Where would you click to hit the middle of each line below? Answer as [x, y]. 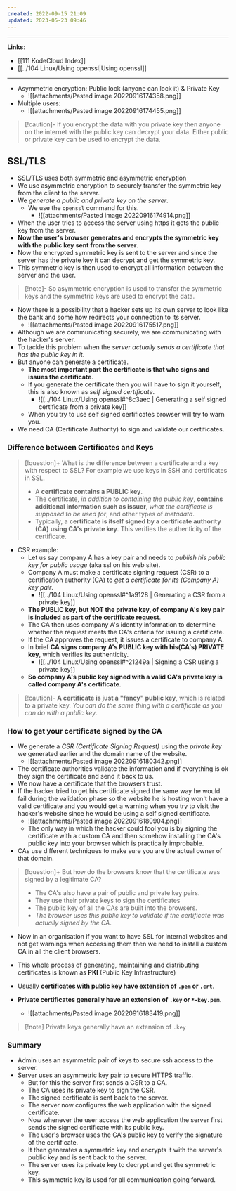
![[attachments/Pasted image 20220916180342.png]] [105, 761]
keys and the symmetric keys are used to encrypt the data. [110, 297]
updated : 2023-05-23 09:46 [47, 20]
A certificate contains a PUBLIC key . [88, 491]
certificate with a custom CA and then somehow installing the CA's [124, 835]
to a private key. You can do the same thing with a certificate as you [123, 705]
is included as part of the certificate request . [94, 617]
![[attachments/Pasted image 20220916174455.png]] [104, 110]
